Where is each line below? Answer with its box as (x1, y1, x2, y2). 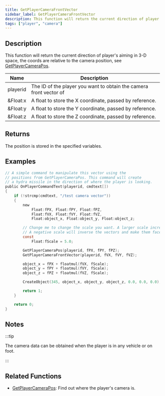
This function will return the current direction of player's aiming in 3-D (5, 52, 147, 58)
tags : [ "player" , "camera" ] (5, 21, 63, 26)
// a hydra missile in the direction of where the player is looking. (5, 180, 153, 185)
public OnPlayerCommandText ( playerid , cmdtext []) (5, 184, 109, 189)
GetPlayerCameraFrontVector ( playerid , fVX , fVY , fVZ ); (23, 252, 137, 257)
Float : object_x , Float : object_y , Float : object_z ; (31, 216, 135, 221)
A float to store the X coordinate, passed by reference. (31, 97, 156, 104)
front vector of (31, 89, 65, 96)
